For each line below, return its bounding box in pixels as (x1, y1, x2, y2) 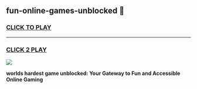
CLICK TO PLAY (6, 23, 52, 32)
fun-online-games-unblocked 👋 (6, 6, 125, 16)
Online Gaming (6, 76, 43, 83)
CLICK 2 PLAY (6, 45, 47, 53)
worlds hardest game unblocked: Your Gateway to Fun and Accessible (6, 70, 181, 77)
